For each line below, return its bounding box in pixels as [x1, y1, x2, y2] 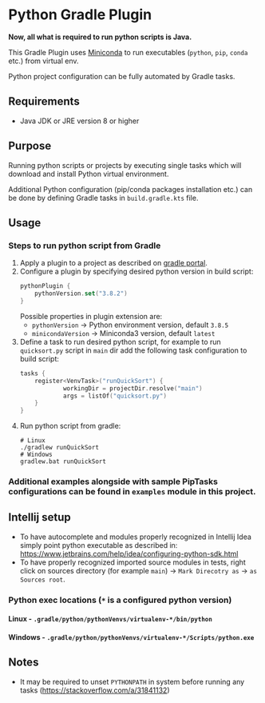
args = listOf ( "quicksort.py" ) [62, 392, 168, 400]
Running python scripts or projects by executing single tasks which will [8, 160, 242, 170]
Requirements [8, 94, 80, 109]
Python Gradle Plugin [8, 6, 152, 24]
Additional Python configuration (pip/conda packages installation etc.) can [8, 184, 253, 194]
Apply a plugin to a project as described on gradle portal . [19, 258, 208, 268]
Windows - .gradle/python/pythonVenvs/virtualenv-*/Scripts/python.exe [8, 632, 255, 641]
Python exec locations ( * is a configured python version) [8, 594, 232, 605]
